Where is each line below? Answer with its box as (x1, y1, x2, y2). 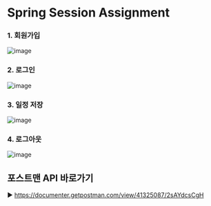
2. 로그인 (7, 65, 36, 75)
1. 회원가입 (7, 31, 41, 41)
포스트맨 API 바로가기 (7, 172, 94, 184)
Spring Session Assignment (7, 5, 170, 21)
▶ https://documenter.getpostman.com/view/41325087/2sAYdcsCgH (7, 191, 204, 199)
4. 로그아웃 (7, 134, 42, 144)
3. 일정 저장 (7, 100, 43, 110)
